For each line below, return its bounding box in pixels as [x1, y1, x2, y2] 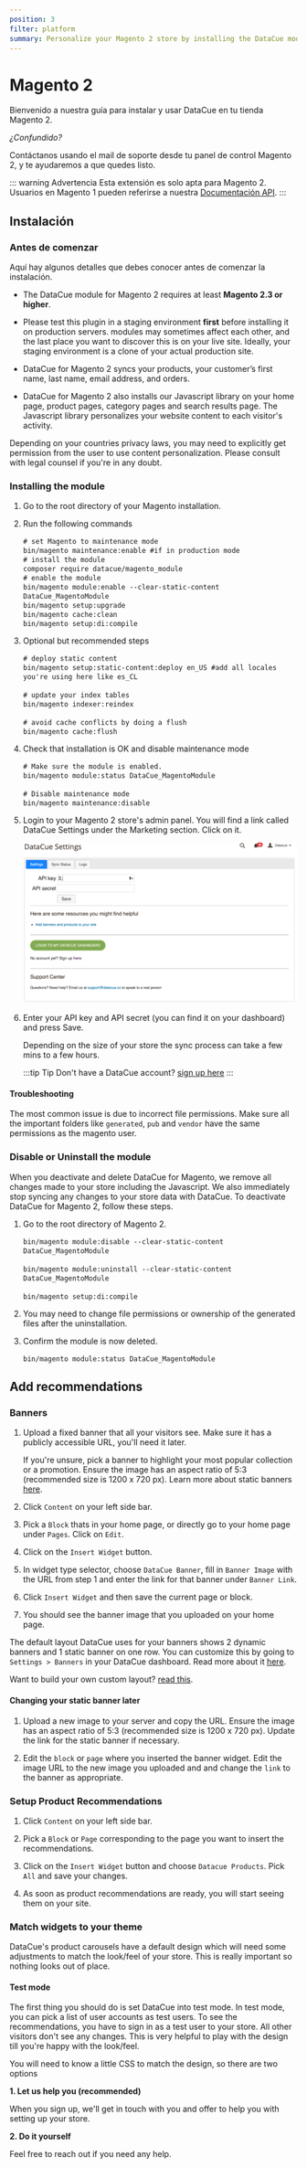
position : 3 [9, 15, 55, 24]
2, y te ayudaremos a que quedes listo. [9, 160, 156, 171]
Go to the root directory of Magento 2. [22, 1218, 167, 1229]
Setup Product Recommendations [9, 1794, 163, 1807]
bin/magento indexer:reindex [22, 700, 134, 709]
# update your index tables [22, 691, 130, 700]
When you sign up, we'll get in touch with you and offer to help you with [9, 2103, 281, 2115]
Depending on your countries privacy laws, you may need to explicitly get [9, 438, 286, 448]
